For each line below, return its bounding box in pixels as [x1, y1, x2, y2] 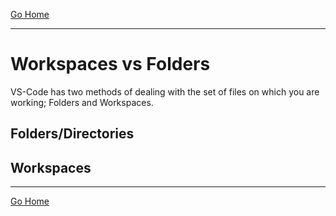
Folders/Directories [10, 125, 135, 143]
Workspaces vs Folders [10, 53, 211, 76]
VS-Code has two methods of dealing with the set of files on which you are [10, 85, 320, 98]
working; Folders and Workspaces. [10, 96, 154, 108]
